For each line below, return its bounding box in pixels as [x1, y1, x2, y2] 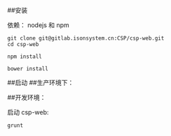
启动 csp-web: [7, 108, 49, 116]
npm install [7, 53, 42, 60]
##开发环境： [7, 93, 46, 101]
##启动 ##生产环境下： [7, 79, 74, 86]
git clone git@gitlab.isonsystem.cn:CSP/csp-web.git [7, 35, 165, 42]
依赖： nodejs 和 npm [7, 21, 70, 29]
